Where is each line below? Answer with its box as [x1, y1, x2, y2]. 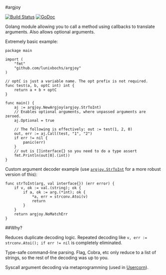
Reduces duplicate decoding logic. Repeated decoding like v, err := [5, 235, 148, 240]
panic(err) [23, 140, 46, 145]
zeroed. [5, 114, 21, 119]
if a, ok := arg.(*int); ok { [23, 190, 86, 195]
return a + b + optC [14, 87, 57, 92]
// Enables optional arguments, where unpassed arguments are [14, 109, 146, 114]
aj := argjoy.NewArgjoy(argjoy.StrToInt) [14, 105, 101, 110]
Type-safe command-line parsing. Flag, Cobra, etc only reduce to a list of [5, 250, 156, 255]
